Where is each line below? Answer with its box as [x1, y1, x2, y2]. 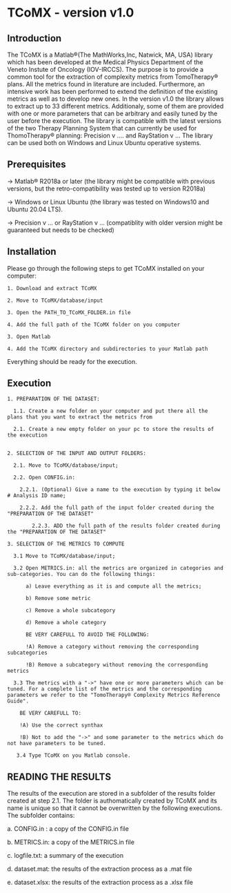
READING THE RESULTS [7, 771, 112, 782]
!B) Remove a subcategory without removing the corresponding [25, 662, 208, 669]
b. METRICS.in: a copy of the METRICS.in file [7, 838, 134, 847]
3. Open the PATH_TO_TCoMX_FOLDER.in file [7, 309, 131, 316]
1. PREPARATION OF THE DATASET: [7, 396, 100, 403]
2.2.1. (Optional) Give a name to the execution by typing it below [19, 486, 221, 493]
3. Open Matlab [7, 333, 51, 340]
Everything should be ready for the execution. [7, 357, 137, 365]
